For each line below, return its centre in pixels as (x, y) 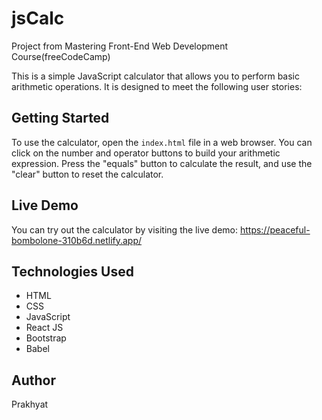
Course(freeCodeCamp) (61, 56)
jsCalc (38, 18)
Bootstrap (46, 338)
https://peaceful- (275, 229)
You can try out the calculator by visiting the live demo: (124, 229)
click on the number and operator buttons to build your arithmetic (146, 153)
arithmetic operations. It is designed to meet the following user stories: (157, 86)
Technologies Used (72, 271)
